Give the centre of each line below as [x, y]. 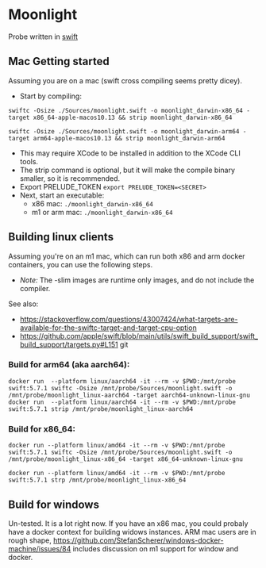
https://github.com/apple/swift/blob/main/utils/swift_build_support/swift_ [139, 336]
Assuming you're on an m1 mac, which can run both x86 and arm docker [127, 256]
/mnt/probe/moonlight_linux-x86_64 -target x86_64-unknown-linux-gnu [126, 459]
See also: [23, 304]
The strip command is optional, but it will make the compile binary [127, 170]
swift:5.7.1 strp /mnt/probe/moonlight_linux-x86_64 [97, 480]
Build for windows [54, 504]
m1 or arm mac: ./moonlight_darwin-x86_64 [102, 212]
